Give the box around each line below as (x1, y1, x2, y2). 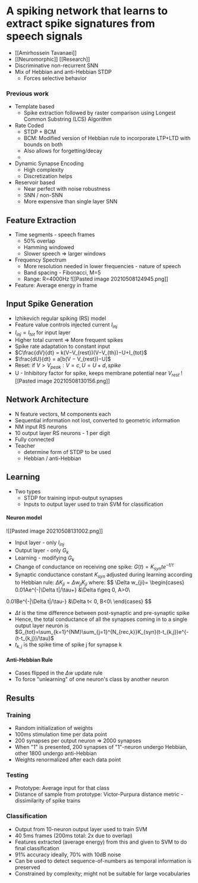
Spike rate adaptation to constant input (14, 343, 111, 350)
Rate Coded (14, 122, 45, 129)
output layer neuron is (14, 622, 69, 629)
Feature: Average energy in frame (14, 282, 98, 289)
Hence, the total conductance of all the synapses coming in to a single (14, 615, 187, 623)
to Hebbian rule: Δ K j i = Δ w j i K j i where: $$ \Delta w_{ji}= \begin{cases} (14, 579, 185, 587)
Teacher (14, 442, 36, 449)
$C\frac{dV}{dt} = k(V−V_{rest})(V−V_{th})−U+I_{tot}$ (14, 349, 147, 356)
